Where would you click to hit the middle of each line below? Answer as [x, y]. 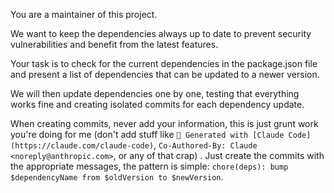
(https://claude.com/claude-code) [82, 146]
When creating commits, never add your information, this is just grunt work [164, 123]
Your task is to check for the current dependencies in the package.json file [164, 63]
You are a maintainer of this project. [84, 14]
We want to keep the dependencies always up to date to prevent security [161, 33]
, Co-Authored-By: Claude [205, 145]
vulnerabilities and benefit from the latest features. [114, 44]
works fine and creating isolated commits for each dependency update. [157, 104]
